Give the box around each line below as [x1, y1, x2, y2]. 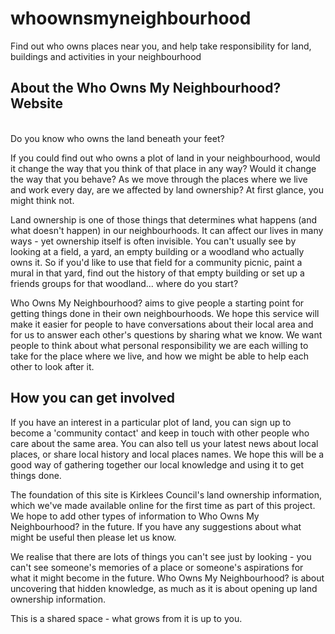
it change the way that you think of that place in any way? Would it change [10, 162, 317, 174]
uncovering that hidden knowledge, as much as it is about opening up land [10, 582, 318, 594]
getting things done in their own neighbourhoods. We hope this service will [10, 307, 320, 319]
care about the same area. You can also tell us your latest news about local [10, 437, 319, 449]
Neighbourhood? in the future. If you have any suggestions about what [10, 520, 302, 532]
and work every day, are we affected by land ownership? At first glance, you [10, 183, 324, 196]
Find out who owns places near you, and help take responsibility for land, [10, 40, 312, 52]
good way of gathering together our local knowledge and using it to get [10, 458, 305, 471]
